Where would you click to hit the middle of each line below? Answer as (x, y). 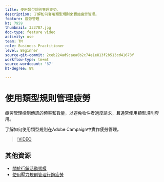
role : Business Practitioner (35, 46)
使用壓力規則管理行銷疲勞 (38, 174)
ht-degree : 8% (20, 69)
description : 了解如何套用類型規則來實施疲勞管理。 (52, 14)
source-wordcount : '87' (29, 64)
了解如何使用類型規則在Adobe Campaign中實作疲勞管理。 (63, 129)
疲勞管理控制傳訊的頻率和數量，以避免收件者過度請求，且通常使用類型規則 (80, 113)
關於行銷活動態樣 (29, 168)
